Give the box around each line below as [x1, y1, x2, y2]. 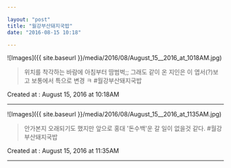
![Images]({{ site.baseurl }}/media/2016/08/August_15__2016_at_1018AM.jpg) [7, 54, 222, 62]
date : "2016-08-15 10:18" [7, 29, 81, 36]
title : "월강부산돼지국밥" [7, 22, 73, 30]
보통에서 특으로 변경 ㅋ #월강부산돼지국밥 [31, 76, 142, 85]
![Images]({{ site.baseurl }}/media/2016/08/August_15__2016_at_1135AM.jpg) [7, 110, 222, 118]
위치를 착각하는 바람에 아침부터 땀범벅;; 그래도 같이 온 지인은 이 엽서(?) [23, 68, 213, 76]
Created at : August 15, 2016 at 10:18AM [7, 90, 120, 98]
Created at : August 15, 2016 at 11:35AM [7, 147, 119, 155]
